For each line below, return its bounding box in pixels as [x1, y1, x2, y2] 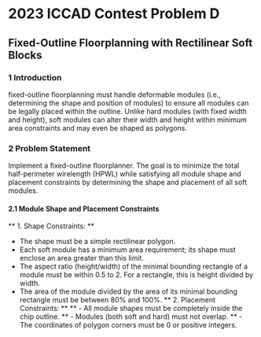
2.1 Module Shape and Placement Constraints [8, 204, 160, 213]
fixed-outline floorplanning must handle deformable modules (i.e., [8, 90, 222, 99]
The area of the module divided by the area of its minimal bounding [19, 287, 237, 296]
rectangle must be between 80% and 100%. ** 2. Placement [19, 295, 216, 305]
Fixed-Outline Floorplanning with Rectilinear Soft [8, 36, 253, 50]
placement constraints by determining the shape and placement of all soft [8, 178, 248, 187]
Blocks [8, 48, 42, 61]
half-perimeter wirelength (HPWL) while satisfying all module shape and [8, 169, 241, 179]
